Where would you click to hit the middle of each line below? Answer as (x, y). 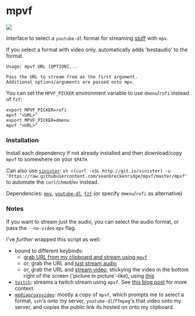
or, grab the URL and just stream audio (70, 263)
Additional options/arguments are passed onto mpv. (70, 82)
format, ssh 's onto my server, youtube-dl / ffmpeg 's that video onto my (98, 301)
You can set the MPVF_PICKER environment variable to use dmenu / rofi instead (97, 93)
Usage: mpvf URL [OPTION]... (42, 66)
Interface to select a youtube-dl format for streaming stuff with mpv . (87, 38)
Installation (23, 140)
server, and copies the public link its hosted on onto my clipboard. (94, 307)
